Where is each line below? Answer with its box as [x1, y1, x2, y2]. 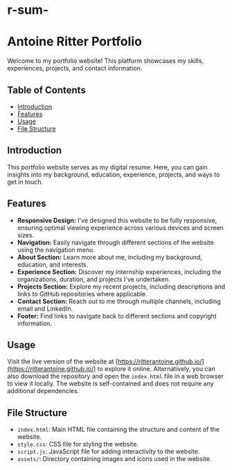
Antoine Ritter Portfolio [7, 34, 142, 50]
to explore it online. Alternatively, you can [97, 365, 216, 373]
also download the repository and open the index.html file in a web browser [7, 372, 224, 381]
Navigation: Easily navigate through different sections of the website [17, 238, 215, 246]
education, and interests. [17, 260, 89, 269]
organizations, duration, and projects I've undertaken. [17, 275, 171, 283]
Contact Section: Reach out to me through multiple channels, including [17, 297, 221, 305]
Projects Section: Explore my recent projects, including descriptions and [17, 282, 226, 291]
